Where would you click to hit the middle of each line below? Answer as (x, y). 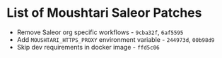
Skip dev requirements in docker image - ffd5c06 (88, 47)
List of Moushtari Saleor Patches (104, 13)
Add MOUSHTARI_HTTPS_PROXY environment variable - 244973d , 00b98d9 (116, 39)
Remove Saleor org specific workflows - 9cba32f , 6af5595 (100, 32)
